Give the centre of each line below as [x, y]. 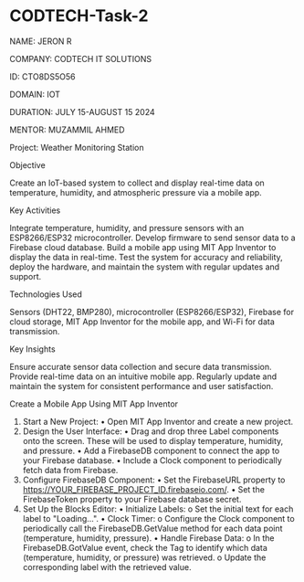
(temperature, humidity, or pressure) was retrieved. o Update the [144, 557]
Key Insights [33, 349]
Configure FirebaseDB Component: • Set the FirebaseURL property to [154, 480]
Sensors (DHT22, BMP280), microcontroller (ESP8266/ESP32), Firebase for [152, 312]
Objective [27, 164]
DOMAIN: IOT [35, 94]
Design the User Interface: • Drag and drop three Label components [151, 431]
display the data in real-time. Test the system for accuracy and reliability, [146, 257]
